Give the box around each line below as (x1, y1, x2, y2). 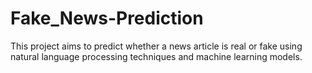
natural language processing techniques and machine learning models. (10, 50, 303, 62)
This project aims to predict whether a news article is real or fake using (10, 40, 303, 52)
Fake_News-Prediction (10, 7, 204, 30)
